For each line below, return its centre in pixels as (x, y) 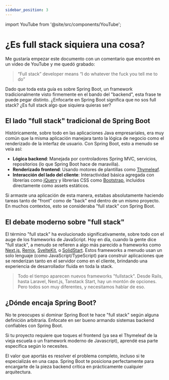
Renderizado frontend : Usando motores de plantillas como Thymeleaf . (86, 170)
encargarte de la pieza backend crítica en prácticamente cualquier (74, 367)
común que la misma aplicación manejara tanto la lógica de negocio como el (85, 138)
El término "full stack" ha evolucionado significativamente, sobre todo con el (85, 234)
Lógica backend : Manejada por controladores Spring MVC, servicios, (85, 159)
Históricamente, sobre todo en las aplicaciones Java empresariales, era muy (84, 133)
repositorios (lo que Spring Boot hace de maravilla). (66, 164)
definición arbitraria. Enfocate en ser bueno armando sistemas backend (80, 320)
